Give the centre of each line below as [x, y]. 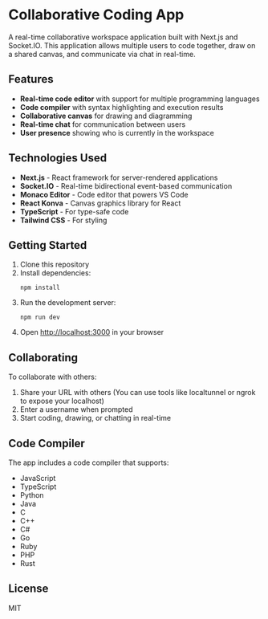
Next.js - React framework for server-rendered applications [119, 177]
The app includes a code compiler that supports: [89, 462]
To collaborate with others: [53, 377]
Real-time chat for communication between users [103, 124]
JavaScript [38, 478]
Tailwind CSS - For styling [63, 220]
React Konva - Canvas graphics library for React [100, 203]
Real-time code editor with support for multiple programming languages [140, 99]
